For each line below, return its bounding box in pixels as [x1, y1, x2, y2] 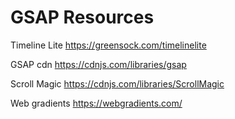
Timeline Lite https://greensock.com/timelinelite [10, 39, 207, 51]
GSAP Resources [10, 6, 155, 29]
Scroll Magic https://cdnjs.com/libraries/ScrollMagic [10, 77, 225, 90]
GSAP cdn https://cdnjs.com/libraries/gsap [10, 58, 187, 70]
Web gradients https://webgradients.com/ [10, 97, 183, 109]
